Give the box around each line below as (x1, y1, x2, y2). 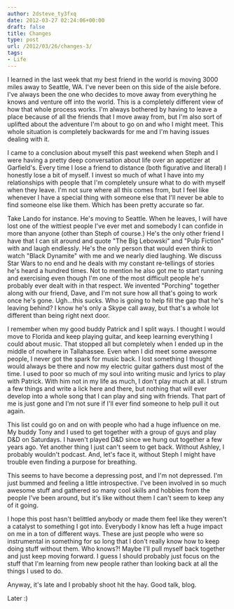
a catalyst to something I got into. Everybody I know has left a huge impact (7, 522, 223, 530)
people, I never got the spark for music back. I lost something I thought (7, 354, 212, 363)
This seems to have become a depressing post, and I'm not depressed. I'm (7, 471, 223, 479)
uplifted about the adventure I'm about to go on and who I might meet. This (7, 120, 224, 128)
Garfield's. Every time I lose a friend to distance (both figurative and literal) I (7, 163, 226, 172)
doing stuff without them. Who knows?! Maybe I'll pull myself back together (7, 544, 226, 553)
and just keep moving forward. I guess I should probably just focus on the (7, 551, 220, 560)
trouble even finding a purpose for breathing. (7, 457, 137, 466)
